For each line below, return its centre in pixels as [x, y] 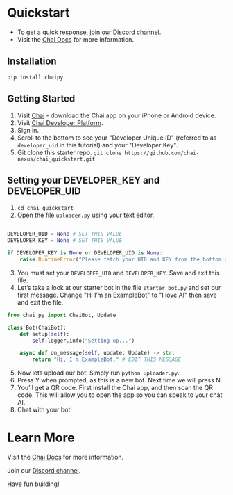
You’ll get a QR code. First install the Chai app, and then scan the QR [115, 388]
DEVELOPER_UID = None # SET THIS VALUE [65, 234]
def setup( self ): [45, 334]
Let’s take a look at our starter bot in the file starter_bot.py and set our [119, 287]
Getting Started [41, 99]
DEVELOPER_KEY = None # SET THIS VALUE [65, 241]
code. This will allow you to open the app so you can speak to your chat [120, 395]
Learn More [41, 438]
